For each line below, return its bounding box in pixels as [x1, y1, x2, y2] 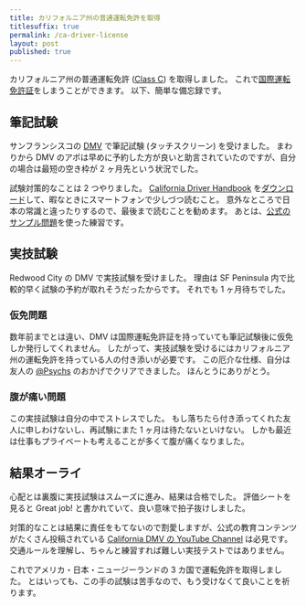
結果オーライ [9, 465, 82, 481]
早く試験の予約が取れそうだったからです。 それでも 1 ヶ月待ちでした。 [25, 283, 290, 294]
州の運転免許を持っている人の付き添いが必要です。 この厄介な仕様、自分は [9, 354, 290, 366]
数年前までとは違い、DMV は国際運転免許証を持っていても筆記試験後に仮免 [9, 331, 294, 343]
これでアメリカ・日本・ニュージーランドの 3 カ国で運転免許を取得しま [9, 564, 275, 576]
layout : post [9, 38, 59, 48]
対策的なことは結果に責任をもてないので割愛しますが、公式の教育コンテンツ [9, 522, 298, 533]
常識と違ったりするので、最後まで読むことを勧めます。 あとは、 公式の [25, 205, 290, 216]
